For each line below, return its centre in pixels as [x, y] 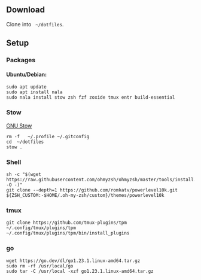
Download [25, 10]
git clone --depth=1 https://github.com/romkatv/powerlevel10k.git [92, 190]
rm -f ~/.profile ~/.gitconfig [48, 136]
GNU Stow [19, 126]
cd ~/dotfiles [25, 142]
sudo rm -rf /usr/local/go [40, 266]
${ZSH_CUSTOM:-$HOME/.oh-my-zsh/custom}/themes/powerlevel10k [85, 195]
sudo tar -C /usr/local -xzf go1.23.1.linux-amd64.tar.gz [80, 271]
